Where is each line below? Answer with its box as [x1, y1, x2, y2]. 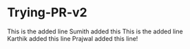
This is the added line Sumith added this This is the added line [7, 27, 184, 35]
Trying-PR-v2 [7, 5, 87, 20]
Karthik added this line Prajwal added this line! [7, 34, 138, 42]
